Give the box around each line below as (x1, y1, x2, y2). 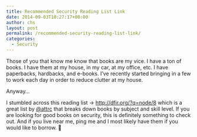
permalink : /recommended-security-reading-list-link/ (6, 31, 142, 36)
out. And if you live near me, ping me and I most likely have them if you (6, 118, 179, 125)
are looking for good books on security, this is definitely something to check (6, 111, 191, 118)
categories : (6, 36, 35, 42)
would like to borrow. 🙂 (6, 124, 62, 131)
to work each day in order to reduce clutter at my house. (6, 76, 143, 83)
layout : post (6, 25, 38, 31)
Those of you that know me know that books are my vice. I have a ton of (6, 57, 182, 65)
